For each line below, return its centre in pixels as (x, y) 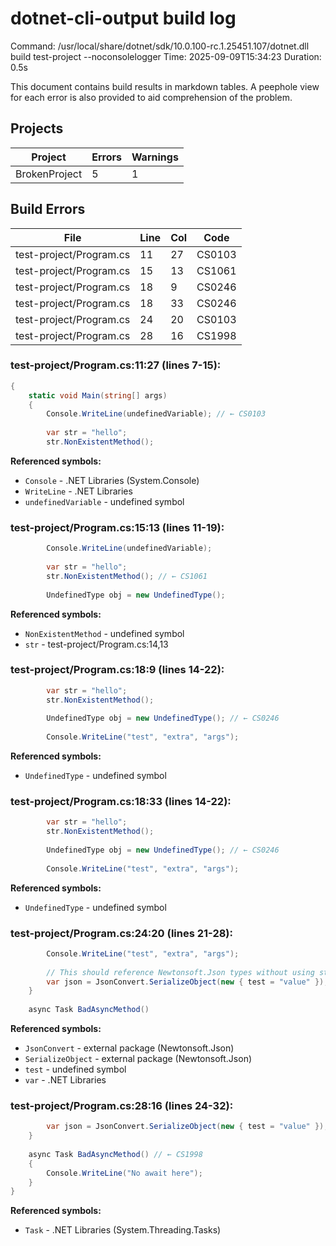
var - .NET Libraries (65, 1080)
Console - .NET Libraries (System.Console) (112, 480)
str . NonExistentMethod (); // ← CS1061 (127, 576)
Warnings (155, 157)
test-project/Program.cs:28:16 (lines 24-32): (122, 1105)
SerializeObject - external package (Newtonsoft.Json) (138, 1059)
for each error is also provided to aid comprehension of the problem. (151, 97)
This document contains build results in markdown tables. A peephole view (165, 86)
